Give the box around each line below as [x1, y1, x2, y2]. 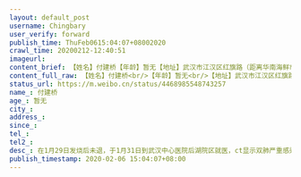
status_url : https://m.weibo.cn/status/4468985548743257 [9, 80, 227, 88]
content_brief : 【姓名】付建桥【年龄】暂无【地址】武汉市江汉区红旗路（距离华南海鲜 [9, 63, 289, 72]
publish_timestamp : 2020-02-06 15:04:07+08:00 [9, 154, 186, 164]
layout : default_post [9, 13, 90, 22]
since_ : [9, 122, 39, 131]
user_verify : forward [9, 29, 90, 38]
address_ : [9, 113, 47, 122]
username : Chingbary [9, 21, 87, 30]
